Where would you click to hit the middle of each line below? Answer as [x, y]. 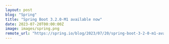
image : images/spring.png [32, 29]
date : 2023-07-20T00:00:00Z [35, 24]
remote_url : [18, 33]
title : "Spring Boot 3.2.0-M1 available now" [54, 19]
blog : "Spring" [21, 15]
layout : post [19, 10]
